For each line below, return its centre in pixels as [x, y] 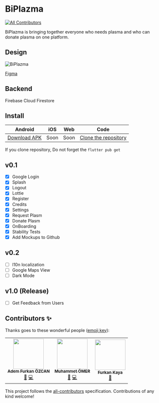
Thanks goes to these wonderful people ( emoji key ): [57, 330]
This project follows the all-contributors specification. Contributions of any [80, 391]
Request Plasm [27, 215]
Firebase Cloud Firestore [30, 100]
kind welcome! [20, 396]
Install [15, 116]
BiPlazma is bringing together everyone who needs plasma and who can [77, 32]
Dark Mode [23, 275]
